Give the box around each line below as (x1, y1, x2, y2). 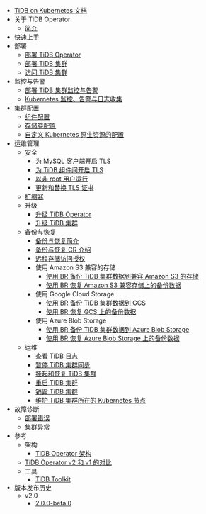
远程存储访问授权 (35, 255, 86, 262)
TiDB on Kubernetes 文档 (13, 6, 87, 14)
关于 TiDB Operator (13, 15, 71, 23)
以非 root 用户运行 (35, 174, 88, 183)
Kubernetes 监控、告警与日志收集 (24, 95, 122, 103)
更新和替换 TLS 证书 (35, 184, 94, 191)
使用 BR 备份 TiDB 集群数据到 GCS (45, 298, 147, 307)
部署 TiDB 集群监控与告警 (24, 86, 99, 94)
